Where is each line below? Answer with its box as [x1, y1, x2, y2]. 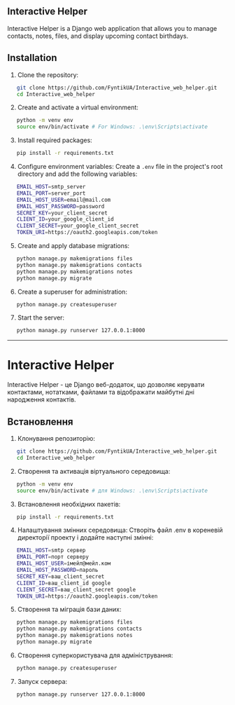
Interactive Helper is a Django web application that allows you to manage [7, 24, 218, 32]
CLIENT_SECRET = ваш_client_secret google [16, 586, 136, 593]
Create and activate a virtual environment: [17, 103, 138, 111]
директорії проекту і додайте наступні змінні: [17, 533, 154, 542]
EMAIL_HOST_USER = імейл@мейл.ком [16, 560, 111, 567]
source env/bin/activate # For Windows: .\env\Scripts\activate [16, 123, 208, 130]
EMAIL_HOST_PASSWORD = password [16, 203, 105, 210]
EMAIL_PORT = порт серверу [16, 554, 90, 561]
